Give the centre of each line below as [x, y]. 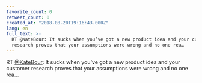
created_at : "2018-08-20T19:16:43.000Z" [58, 23]
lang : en [17, 28]
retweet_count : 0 [28, 17]
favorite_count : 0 [29, 12]
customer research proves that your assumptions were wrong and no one [97, 68]
